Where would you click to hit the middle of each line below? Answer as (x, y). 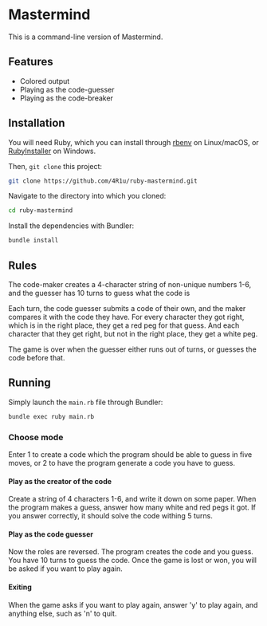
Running (30, 383)
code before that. (37, 358)
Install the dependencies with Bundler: (71, 226)
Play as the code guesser (51, 534)
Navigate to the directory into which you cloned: (87, 196)
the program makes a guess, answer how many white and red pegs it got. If (132, 507)
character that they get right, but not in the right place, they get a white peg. (133, 334)
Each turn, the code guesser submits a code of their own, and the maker (127, 308)
